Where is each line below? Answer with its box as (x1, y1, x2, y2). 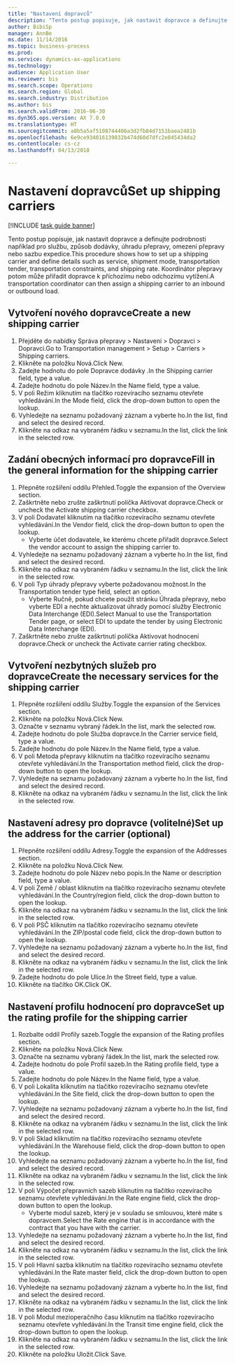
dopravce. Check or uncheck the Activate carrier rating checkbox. (17, 639, 207, 647)
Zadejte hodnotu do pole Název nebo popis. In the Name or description (17, 869, 222, 877)
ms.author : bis (8, 101, 52, 108)
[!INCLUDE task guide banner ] (8, 221, 95, 230)
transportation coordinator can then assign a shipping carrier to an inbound (8, 279, 225, 288)
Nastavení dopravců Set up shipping (8, 183, 221, 199)
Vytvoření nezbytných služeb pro (8, 659, 157, 671)
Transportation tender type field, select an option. (17, 587, 162, 596)
